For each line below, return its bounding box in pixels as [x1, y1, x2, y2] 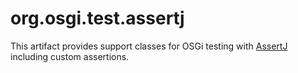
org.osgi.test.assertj [10, 7, 185, 30]
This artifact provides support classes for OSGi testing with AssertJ [10, 40, 288, 52]
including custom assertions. [10, 50, 130, 62]
